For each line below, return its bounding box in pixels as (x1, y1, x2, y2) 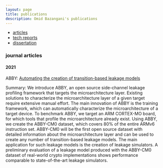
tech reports (12, 35, 38, 41)
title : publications (5, 12, 48, 17)
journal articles (5, 52, 42, 59)
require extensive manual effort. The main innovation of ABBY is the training (5, 100, 158, 106)
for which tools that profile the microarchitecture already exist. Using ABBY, (5, 116, 158, 122)
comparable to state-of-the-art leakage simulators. (5, 157, 108, 163)
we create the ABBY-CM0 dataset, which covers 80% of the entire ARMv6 (5, 121, 155, 127)
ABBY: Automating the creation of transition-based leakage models (5, 75, 141, 81)
